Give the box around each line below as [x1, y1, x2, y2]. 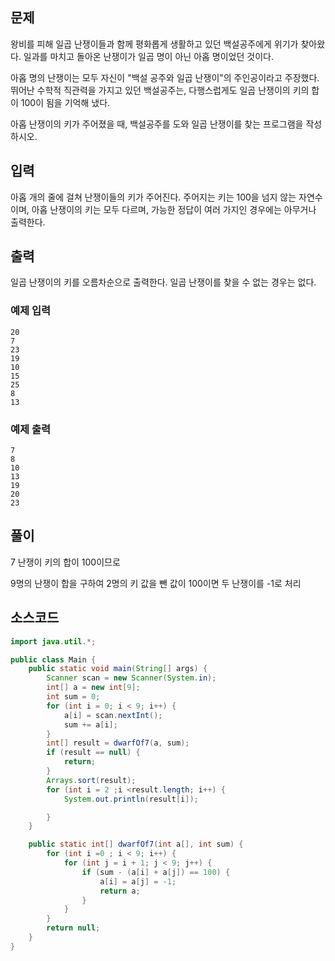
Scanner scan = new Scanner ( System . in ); [46, 673, 217, 683]
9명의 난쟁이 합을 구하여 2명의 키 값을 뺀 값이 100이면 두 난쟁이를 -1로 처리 [10, 577, 302, 589]
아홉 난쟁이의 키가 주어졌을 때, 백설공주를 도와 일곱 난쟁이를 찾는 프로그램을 [10, 118, 304, 130]
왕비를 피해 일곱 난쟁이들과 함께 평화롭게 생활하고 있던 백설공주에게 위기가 [10, 38, 299, 50]
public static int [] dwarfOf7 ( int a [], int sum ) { [28, 839, 244, 850]
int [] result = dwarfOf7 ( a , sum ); [46, 738, 190, 748]
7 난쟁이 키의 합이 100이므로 [10, 556, 121, 568]
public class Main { [10, 654, 97, 665]
